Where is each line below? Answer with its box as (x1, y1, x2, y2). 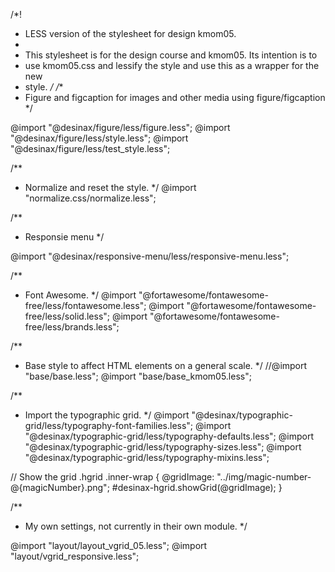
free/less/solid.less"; (24, 310, 111, 322)
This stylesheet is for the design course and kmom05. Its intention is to (24, 49, 318, 61)
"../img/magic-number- (216, 471, 312, 483)
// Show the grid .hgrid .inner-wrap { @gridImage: (10, 471, 215, 483)
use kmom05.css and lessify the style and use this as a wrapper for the (24, 60, 320, 71)
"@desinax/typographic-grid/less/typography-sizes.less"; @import (24, 441, 302, 453)
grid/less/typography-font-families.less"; (24, 420, 194, 431)
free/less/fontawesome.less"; (24, 300, 147, 311)
